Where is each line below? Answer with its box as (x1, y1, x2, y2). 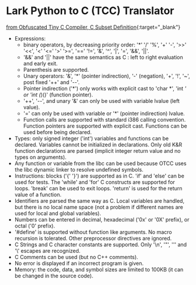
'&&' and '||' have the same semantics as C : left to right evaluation (23, 53, 183, 61)
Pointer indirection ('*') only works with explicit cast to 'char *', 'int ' (23, 85, 187, 92)
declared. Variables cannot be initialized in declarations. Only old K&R (14, 141, 183, 148)
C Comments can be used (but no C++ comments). (14, 253, 139, 260)
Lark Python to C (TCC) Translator (6, 4, 174, 18)
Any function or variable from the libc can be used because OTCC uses (14, 160, 187, 167)
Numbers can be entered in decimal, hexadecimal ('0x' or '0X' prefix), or (14, 216, 190, 223)
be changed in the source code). (14, 272, 94, 279)
